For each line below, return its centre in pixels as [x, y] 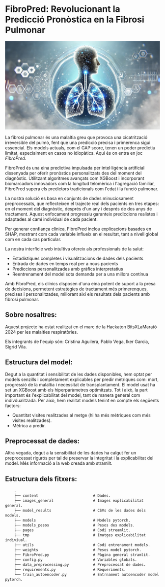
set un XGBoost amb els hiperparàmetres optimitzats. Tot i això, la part [77, 390]
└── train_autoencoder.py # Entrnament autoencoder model [87, 575]
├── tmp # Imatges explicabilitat [80, 535]
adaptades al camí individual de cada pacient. [52, 219]
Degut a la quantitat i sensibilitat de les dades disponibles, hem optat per [79, 374]
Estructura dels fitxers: [41, 479]
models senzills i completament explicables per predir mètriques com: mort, [82, 379]
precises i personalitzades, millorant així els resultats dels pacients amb [78, 294]
